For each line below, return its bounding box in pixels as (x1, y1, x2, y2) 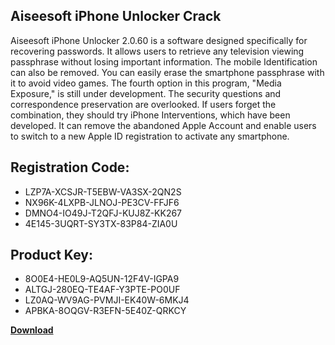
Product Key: (10, 247, 93, 264)
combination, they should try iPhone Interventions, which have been (10, 109, 291, 121)
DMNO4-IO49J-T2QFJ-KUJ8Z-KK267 (24, 207, 183, 219)
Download (10, 324, 54, 336)
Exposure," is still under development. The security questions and (10, 87, 282, 99)
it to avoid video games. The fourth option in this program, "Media (10, 77, 282, 89)
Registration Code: (10, 159, 130, 176)
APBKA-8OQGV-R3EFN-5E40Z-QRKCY (24, 305, 187, 317)
